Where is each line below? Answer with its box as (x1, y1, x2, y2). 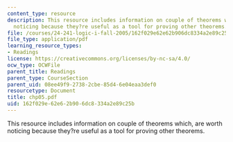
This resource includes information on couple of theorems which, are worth (7, 119, 223, 127)
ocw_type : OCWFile (7, 62, 60, 69)
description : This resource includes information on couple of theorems (7, 17, 222, 24)
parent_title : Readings (7, 68, 76, 75)
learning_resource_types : (7, 42, 82, 49)
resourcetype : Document (7, 87, 76, 94)
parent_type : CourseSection (7, 74, 89, 82)
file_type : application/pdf (7, 36, 89, 43)
